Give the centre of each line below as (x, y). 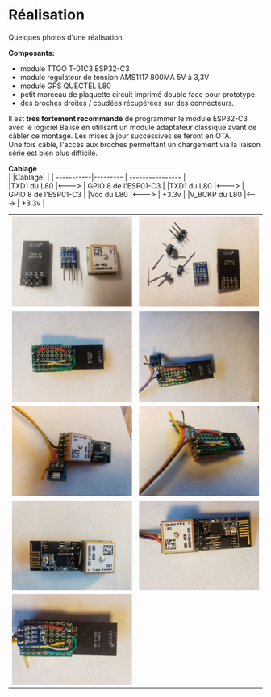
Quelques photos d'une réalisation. (67, 37)
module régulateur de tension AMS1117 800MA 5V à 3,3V (115, 77)
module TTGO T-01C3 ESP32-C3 (75, 68)
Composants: (31, 53)
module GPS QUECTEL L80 (65, 86)
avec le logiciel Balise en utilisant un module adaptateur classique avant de (133, 127)
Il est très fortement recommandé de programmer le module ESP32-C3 (128, 118)
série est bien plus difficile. (53, 153)
